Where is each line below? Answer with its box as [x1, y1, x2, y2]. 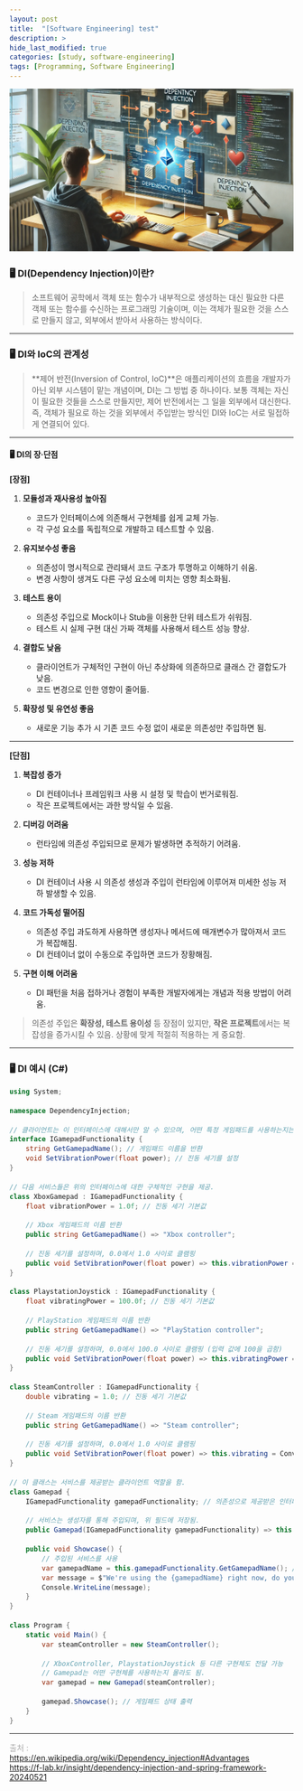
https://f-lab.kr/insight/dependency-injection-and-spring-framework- [9, 1762, 267, 1773]
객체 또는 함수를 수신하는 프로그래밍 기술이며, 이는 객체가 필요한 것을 [31, 304, 272, 314]
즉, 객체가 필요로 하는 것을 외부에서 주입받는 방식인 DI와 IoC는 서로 [31, 407, 266, 417]
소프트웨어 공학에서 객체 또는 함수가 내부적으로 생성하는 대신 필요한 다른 [31, 292, 285, 303]
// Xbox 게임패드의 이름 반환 [25, 1221, 122, 1230]
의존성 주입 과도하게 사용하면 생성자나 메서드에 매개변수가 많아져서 [35, 926, 271, 937]
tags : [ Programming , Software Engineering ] [9, 62, 176, 71]
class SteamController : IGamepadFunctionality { [9, 1383, 200, 1392]
